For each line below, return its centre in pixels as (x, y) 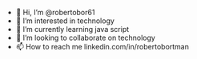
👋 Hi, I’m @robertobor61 (55, 12)
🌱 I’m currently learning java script (72, 29)
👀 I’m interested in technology (65, 21)
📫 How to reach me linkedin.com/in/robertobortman (103, 47)
